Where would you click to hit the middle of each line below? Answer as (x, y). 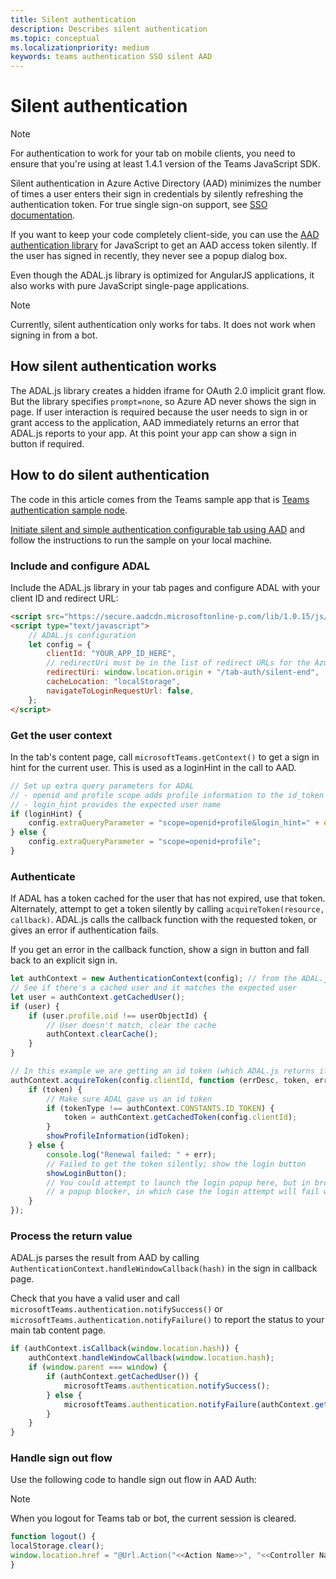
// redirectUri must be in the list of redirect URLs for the (178, 663)
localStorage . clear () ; (57, 1546)
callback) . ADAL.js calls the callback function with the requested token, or (163, 920)
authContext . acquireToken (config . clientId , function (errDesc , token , (160, 1080)
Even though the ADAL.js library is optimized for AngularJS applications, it (162, 275)
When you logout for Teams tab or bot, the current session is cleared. (153, 1518)
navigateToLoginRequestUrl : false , (120, 691)
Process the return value (71, 1236)
